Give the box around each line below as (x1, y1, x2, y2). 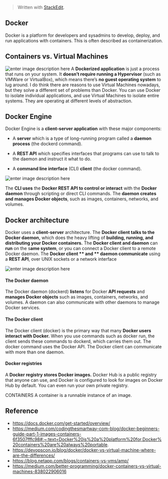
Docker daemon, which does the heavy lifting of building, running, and (5, 234, 153, 241)
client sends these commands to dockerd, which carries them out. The (5, 338, 151, 344)
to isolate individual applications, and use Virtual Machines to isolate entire (5, 92, 159, 98)
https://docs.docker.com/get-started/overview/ (12, 420, 110, 426)
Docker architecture (5, 216, 69, 224)
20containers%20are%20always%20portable (12, 441, 108, 448)
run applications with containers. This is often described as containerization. (5, 37, 163, 43)
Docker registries (5, 361, 43, 367)
